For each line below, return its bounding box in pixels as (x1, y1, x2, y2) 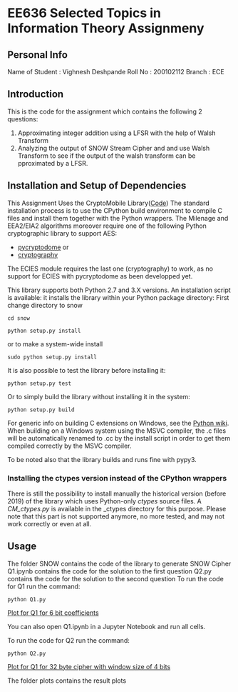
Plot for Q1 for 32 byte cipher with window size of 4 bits (7, 662, 171, 671)
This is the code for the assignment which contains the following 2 (7, 107, 202, 116)
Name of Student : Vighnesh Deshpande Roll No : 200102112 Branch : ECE (7, 68, 224, 76)
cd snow (7, 314, 31, 322)
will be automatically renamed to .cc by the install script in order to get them (7, 433, 230, 442)
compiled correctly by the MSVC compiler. (7, 441, 132, 450)
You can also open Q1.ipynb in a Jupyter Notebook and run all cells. (7, 622, 206, 631)
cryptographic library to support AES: (7, 229, 118, 237)
